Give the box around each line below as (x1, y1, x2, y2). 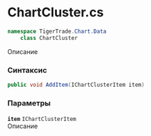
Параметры (7, 98, 51, 108)
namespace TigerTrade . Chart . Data (7, 28, 107, 35)
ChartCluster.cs (7, 4, 104, 21)
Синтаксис (7, 65, 48, 75)
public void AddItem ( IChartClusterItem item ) (7, 81, 145, 88)
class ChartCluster (20, 34, 78, 41)
